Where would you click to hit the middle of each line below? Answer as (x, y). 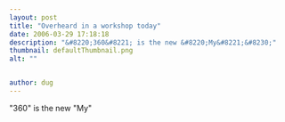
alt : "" (24, 59)
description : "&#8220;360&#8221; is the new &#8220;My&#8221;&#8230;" (143, 42)
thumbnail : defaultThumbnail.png (71, 51)
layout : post (33, 17)
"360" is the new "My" (51, 108)
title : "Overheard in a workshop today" (85, 26)
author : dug (31, 83)
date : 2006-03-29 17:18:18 (59, 34)
